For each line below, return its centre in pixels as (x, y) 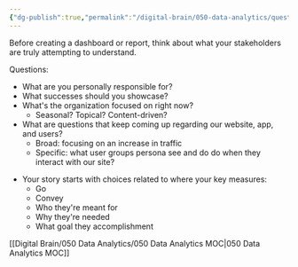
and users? (43, 133)
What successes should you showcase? (95, 96)
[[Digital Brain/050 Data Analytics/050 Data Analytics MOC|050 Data (135, 243)
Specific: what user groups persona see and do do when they (148, 153)
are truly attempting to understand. (73, 52)
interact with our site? (75, 161)
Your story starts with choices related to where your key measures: (145, 179)
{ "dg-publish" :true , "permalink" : (71, 17)
